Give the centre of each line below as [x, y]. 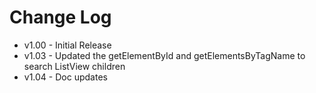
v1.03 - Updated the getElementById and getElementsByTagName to [164, 55]
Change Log [60, 17]
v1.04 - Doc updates [65, 77]
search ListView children [74, 66]
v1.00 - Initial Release [67, 45]
